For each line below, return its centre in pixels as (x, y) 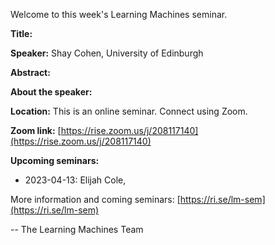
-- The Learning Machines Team (77, 229)
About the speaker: (51, 92)
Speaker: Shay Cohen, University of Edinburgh (107, 53)
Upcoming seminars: (55, 160)
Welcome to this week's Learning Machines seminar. (119, 14)
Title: (21, 33)
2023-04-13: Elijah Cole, (75, 180)
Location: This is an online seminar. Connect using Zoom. (129, 111)
